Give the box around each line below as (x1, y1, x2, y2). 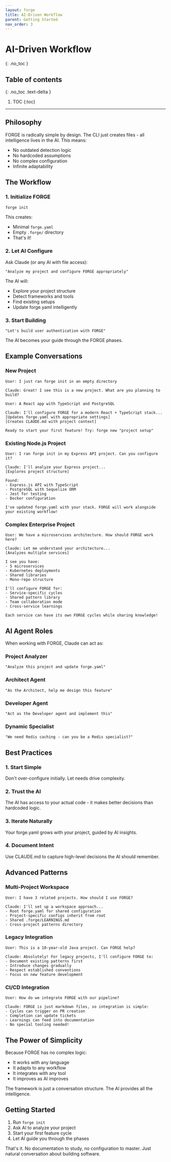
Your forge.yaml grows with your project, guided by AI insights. (5, 829, 137, 835)
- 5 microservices (5, 564, 44, 569)
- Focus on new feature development (5, 972, 83, 977)
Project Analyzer (5, 653, 48, 660)
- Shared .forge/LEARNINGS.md (5, 917, 70, 922)
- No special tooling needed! (5, 1022, 70, 1027)
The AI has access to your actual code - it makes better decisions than (5, 800, 154, 806)
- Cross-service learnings (5, 604, 63, 609)
